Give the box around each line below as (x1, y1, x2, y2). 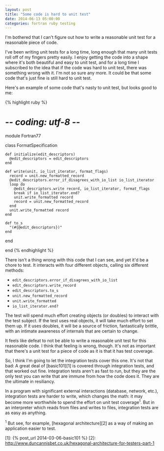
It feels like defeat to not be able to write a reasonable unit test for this (5, 338, 146, 344)
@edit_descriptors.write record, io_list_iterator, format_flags (14, 186, 150, 192)
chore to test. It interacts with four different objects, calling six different (5, 262, 148, 268)
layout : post (5, 7, 32, 12)
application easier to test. (5, 425, 56, 431)
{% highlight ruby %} (5, 99, 47, 106)
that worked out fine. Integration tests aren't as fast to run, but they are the (5, 368, 156, 374)
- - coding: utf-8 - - (5, 116, 80, 128)
